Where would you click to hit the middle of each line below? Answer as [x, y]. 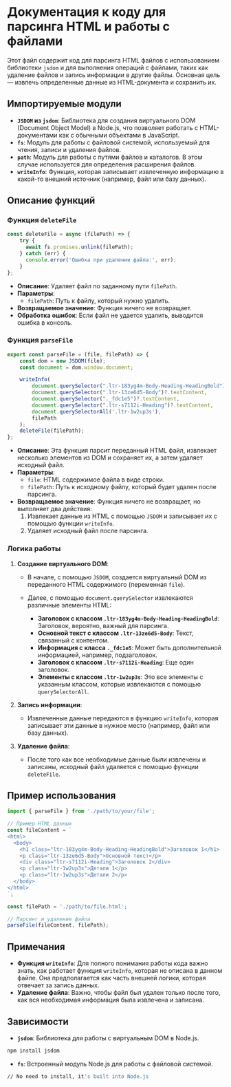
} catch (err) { [43, 254]
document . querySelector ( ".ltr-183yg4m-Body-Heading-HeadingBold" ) [129, 386]
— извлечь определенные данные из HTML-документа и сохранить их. [112, 82]
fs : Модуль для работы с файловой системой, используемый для [113, 142]
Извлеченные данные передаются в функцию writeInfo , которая [123, 718]
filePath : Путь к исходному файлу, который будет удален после [122, 487]
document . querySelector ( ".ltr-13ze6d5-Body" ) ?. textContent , [120, 393]
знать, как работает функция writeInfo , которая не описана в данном [120, 971]
